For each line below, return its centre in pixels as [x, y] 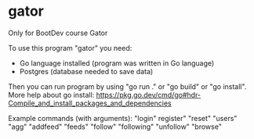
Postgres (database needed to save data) [86, 71]
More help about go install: [51, 94]
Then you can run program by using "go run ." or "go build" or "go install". [127, 86]
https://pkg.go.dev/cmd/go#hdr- [149, 94]
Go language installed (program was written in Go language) [117, 63]
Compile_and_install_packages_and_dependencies [90, 103]
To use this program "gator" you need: [70, 48]
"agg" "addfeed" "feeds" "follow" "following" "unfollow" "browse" [115, 127]
